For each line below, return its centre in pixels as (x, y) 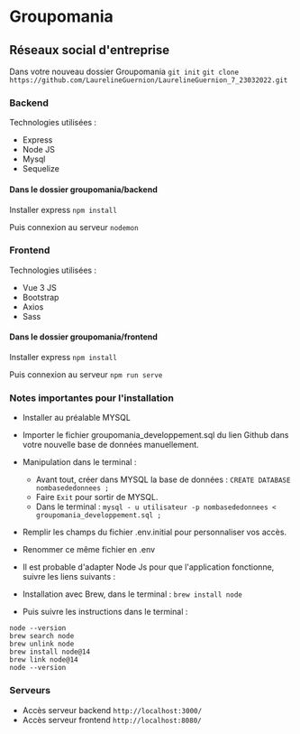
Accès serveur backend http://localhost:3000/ (112, 710)
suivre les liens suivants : (69, 577)
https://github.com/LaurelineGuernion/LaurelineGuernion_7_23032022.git (149, 80)
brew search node (42, 636)
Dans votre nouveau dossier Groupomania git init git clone (124, 71)
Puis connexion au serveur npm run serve (86, 375)
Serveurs (30, 691)
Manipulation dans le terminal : (79, 462)
